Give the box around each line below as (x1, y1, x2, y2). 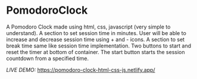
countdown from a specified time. (6, 55, 89, 62)
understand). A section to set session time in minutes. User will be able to (6, 29, 186, 36)
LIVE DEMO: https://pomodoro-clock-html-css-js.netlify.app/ (6, 66, 156, 73)
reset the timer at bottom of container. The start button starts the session (6, 48, 185, 55)
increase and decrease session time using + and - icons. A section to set (6, 36, 185, 43)
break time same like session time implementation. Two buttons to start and (6, 42, 192, 49)
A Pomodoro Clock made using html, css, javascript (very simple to (6, 23, 171, 30)
